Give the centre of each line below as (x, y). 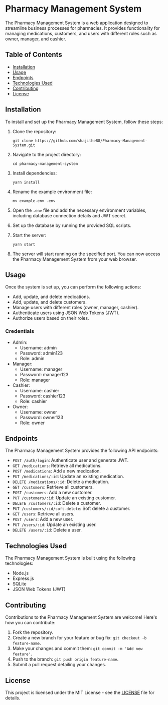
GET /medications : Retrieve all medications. (57, 466)
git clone (23, 141)
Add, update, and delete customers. (49, 302)
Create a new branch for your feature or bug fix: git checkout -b (79, 638)
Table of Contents (34, 55)
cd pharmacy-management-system (45, 164)
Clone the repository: (34, 131)
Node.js (21, 573)
